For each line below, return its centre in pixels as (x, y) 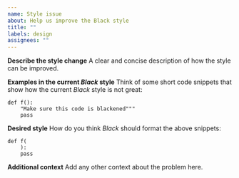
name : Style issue (35, 14)
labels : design (30, 34)
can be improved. (33, 68)
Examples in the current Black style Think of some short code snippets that (119, 82)
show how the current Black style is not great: (75, 90)
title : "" (22, 27)
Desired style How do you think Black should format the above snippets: (114, 128)
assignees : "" (29, 41)
